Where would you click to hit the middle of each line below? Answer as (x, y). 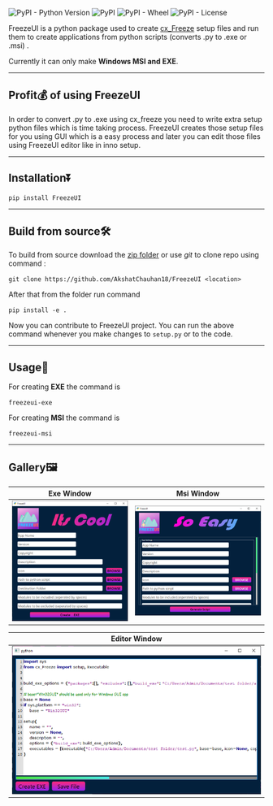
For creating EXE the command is (64, 387)
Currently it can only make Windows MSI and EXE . (93, 61)
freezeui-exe (30, 403)
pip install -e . (38, 310)
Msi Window (198, 493)
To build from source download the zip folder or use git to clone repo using (134, 255)
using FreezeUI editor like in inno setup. (74, 145)
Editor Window (136, 639)
